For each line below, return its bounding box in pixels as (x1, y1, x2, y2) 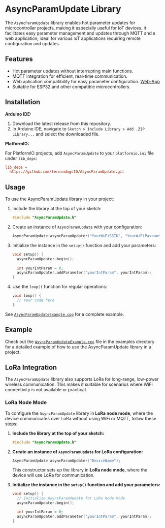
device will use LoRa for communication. (12, 472, 95, 478)
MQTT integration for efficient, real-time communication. (12, 73, 128, 79)
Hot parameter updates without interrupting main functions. (12, 68, 133, 74)
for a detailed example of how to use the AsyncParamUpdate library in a (5, 343, 151, 350)
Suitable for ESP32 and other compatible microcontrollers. (12, 84, 131, 90)
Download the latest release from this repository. (12, 121, 111, 126)
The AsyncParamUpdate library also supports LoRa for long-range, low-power (5, 376, 159, 382)
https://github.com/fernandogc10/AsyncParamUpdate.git (9, 169, 125, 174)
